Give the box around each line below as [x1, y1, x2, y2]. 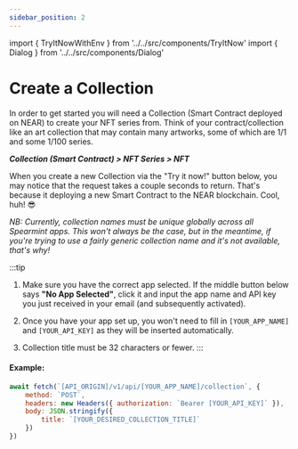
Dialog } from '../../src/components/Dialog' [9, 46, 165, 58]
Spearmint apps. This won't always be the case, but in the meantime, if [9, 225, 271, 236]
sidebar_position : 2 [9, 12, 86, 22]
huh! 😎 [9, 199, 36, 209]
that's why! [9, 244, 51, 255]
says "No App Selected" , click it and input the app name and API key [21, 289, 277, 299]
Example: [9, 363, 45, 373]
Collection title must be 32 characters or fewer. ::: [21, 342, 204, 353]
